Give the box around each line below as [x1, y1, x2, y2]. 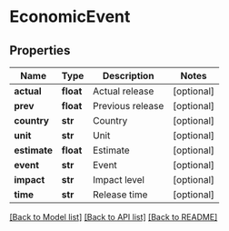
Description [102, 70, 154, 82]
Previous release [92, 100, 164, 112]
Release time [92, 188, 148, 201]
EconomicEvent [9, 6, 131, 27]
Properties [9, 43, 71, 58]
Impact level [92, 174, 145, 186]
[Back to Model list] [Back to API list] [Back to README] [9, 212, 218, 222]
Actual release [92, 85, 154, 97]
